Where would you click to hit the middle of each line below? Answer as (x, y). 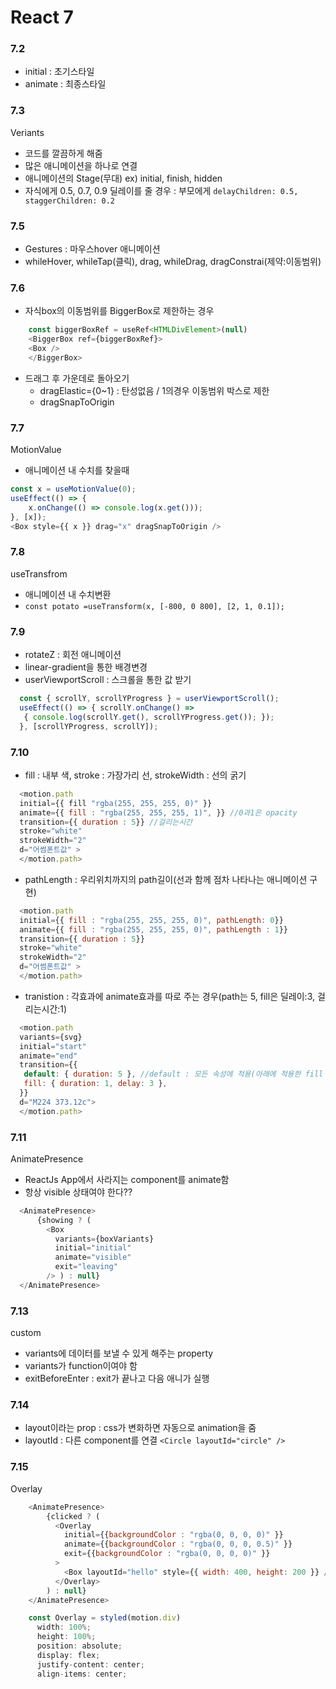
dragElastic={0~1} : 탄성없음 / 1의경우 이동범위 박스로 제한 (154, 390)
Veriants (27, 132)
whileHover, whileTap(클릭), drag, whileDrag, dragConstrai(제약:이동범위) (173, 262)
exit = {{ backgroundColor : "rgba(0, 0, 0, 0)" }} (167, 1554)
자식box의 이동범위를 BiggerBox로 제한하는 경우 (119, 311)
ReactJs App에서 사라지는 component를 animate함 (127, 1179)
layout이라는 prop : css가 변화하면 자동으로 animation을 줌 (140, 1428)
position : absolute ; (79, 1646)
